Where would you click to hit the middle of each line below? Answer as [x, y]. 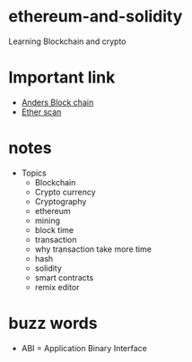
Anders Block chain [57, 102]
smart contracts [64, 277]
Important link [62, 78]
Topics [34, 173]
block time [54, 229]
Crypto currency [65, 192]
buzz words [53, 323]
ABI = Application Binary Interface [84, 348]
